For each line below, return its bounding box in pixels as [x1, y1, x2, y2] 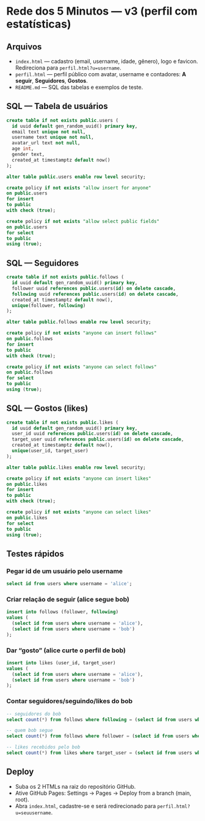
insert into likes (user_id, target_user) [6, 659, 116, 666]
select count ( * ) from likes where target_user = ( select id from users [6, 750, 192, 756]
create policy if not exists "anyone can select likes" [6, 509, 151, 516]
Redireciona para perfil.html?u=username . [15, 64, 121, 71]
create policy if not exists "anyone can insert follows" [6, 330, 157, 336]
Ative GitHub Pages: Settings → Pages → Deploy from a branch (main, [15, 789, 192, 797]
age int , [12, 146, 34, 152]
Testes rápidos [6, 549, 64, 559]
